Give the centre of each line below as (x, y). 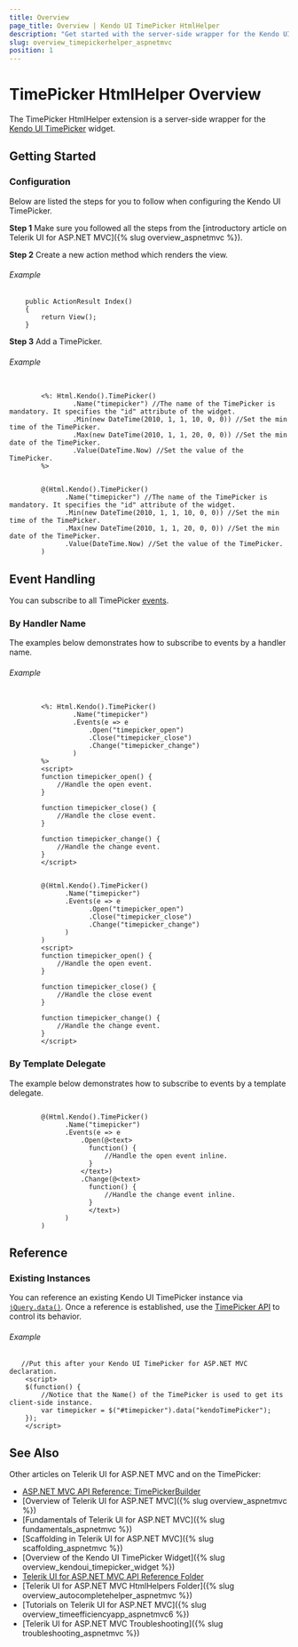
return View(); (69, 317)
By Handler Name (48, 623)
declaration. (33, 1371)
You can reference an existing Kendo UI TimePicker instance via (126, 1298)
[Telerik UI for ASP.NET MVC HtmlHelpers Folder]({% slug (128, 1586)
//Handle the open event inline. (166, 1156)
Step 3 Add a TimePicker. (56, 341)
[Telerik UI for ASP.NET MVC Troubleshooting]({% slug (122, 1624)
